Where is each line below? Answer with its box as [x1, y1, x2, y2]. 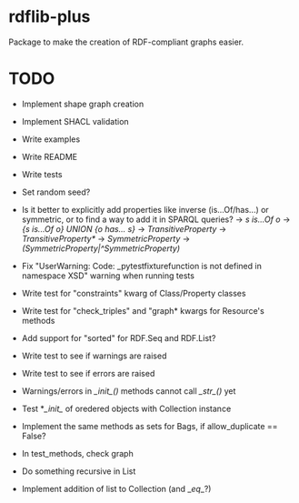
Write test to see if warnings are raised [21, 350, 167, 361]
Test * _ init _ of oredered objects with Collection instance [21, 403, 232, 414]
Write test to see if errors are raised [21, 367, 155, 378]
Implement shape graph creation [21, 98, 145, 109]
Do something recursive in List [21, 466, 136, 477]
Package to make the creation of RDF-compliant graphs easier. [8, 36, 244, 47]
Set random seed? [21, 186, 91, 197]
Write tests [21, 168, 63, 179]
